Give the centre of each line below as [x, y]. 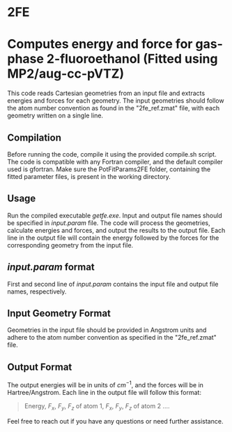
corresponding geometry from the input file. [70, 245]
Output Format [40, 367]
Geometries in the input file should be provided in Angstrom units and [107, 330]
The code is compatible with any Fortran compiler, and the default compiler [115, 161]
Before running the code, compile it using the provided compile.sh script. [112, 154]
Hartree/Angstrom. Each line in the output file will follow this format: [105, 392]
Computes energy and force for [100, 44]
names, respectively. [37, 291]
